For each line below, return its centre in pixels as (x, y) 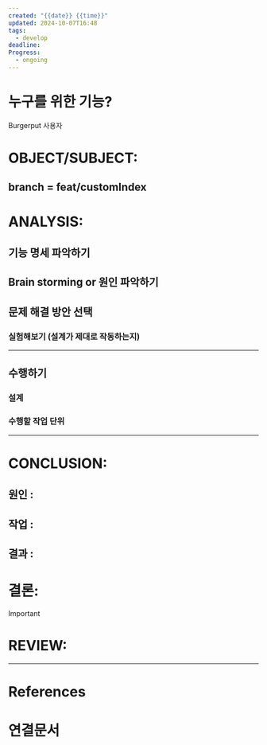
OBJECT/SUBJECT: (73, 158)
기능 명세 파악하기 (49, 253)
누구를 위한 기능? (60, 102)
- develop (31, 38)
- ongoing (31, 60)
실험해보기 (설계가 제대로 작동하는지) (74, 337)
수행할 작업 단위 (37, 421)
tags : (17, 30)
